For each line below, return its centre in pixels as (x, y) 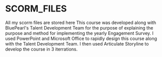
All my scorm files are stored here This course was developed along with (81, 22)
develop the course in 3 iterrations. (42, 49)
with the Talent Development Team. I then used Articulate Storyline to (77, 43)
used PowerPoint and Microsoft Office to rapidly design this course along (81, 38)
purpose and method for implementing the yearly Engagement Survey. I (79, 33)
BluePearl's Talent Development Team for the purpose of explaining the (79, 27)
